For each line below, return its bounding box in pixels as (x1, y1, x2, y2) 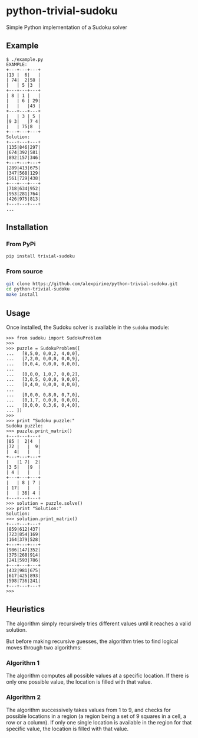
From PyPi (6, 240, 36, 249)
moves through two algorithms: (6, 644, 82, 651)
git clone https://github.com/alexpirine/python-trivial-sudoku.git (6, 280, 178, 287)
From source (6, 267, 43, 276)
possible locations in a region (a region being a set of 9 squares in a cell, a (6, 713, 187, 720)
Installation (6, 223, 48, 233)
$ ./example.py (6, 56, 44, 63)
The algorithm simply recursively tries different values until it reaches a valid (6, 620, 192, 627)
